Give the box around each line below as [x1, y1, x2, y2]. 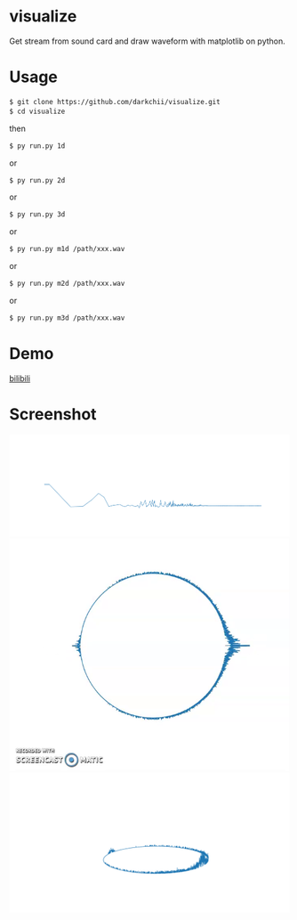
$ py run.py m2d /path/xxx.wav [9, 279, 125, 289]
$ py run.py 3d [9, 210, 66, 219]
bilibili [9, 372, 31, 384]
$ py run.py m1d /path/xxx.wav [9, 245, 125, 254]
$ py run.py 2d [9, 175, 66, 184]
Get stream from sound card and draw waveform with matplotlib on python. [9, 36, 286, 46]
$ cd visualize [9, 107, 66, 116]
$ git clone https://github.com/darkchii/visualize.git [9, 97, 221, 106]
